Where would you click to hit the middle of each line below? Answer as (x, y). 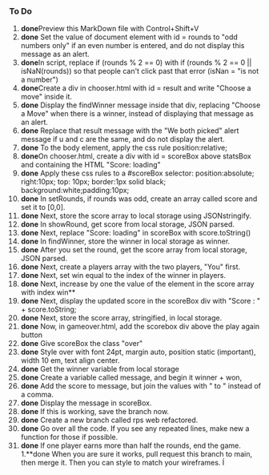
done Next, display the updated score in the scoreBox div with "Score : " (141, 301)
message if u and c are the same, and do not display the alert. (122, 139)
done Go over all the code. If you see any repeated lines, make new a (135, 429)
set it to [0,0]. (43, 207)
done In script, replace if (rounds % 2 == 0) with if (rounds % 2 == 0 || (136, 62)
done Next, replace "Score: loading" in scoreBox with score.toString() (136, 233)
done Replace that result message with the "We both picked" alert (130, 131)
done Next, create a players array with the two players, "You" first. (130, 267)
